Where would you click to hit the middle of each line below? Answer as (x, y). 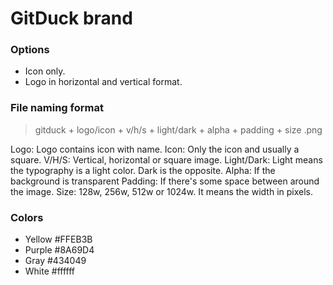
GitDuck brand (71, 18)
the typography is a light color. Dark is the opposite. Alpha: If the (143, 170)
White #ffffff (50, 271)
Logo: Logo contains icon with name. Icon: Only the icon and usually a (155, 149)
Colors (27, 217)
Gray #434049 (55, 261)
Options (30, 50)
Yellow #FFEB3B (58, 239)
